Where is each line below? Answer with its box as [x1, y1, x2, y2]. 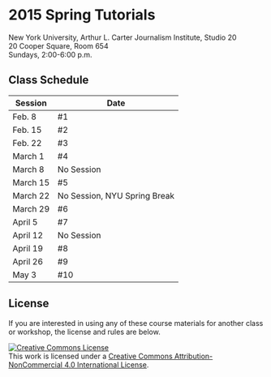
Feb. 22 [12, 137, 42, 148]
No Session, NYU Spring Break [57, 190, 175, 201]
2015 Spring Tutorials [8, 6, 156, 24]
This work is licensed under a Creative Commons [8, 351, 173, 361]
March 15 [12, 177, 50, 188]
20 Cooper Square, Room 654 [8, 41, 109, 50]
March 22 [12, 190, 50, 201]
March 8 [12, 164, 45, 175]
